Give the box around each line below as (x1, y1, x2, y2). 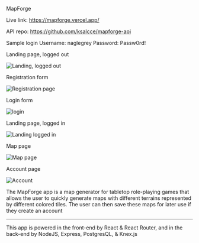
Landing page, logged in (6, 119, 66, 127)
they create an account (6, 207, 63, 214)
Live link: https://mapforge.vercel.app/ (6, 17, 99, 23)
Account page (6, 166, 41, 172)
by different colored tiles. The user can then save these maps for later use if (6, 201, 191, 208)
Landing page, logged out (6, 51, 69, 58)
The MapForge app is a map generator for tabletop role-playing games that (6, 189, 190, 195)
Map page (6, 142, 31, 150)
